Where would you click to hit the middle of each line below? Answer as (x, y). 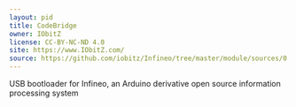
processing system (44, 93)
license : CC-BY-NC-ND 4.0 (57, 42)
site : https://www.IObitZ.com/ (67, 50)
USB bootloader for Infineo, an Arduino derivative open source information (145, 84)
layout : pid (31, 17)
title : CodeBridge (43, 26)
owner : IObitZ (35, 34)
